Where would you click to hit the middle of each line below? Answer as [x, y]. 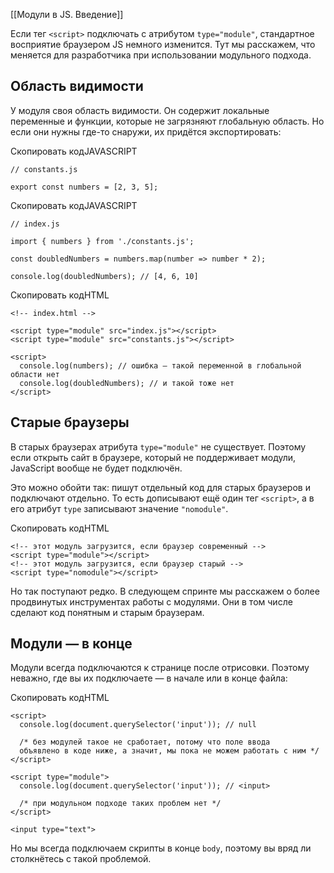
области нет [35, 374]
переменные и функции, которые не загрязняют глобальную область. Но [167, 121]
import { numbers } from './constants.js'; [102, 241]
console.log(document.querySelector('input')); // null [138, 725]
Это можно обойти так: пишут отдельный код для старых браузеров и [160, 487]
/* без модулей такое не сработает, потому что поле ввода [145, 742]
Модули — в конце [71, 644]
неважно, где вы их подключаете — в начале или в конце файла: [149, 678]
